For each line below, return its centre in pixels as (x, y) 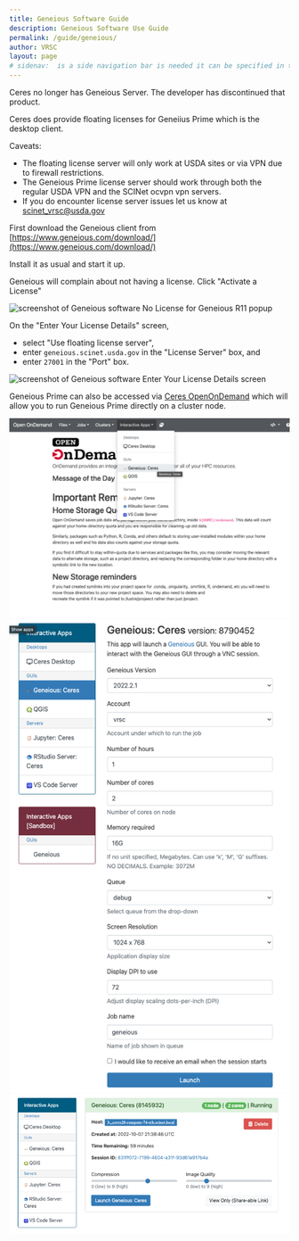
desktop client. (36, 128)
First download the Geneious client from (83, 228)
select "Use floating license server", (88, 343)
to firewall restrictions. (63, 173)
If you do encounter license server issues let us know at (125, 201)
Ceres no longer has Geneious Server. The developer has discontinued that (147, 92)
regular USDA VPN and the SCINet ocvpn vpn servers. (121, 191)
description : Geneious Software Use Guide (89, 28)
